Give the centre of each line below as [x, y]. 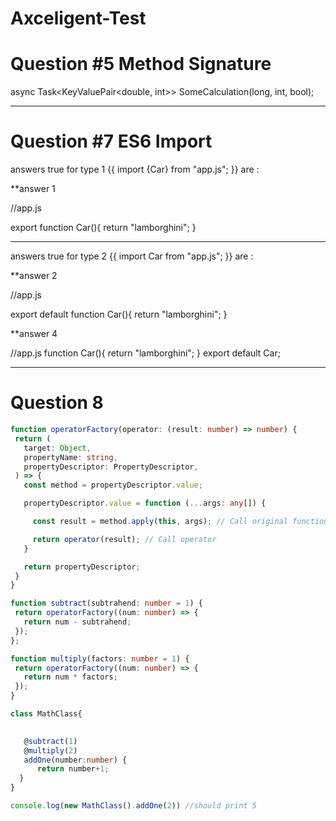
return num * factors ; [70, 677]
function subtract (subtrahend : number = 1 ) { [106, 603]
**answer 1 [33, 189]
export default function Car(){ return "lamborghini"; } [119, 314]
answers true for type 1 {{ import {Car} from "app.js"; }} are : [135, 169]
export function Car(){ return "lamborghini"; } [103, 228]
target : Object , [57, 448]
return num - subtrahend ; [77, 622]
